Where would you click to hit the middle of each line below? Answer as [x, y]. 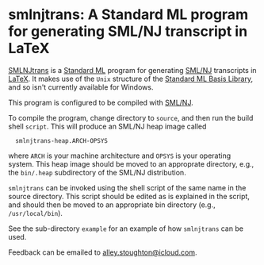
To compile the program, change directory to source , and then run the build [131, 117]
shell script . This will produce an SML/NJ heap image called [107, 126]
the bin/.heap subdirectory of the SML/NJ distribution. [97, 172]
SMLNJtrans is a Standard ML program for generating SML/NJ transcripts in [132, 70]
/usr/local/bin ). [36, 213]
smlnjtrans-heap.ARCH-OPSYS [62, 140]
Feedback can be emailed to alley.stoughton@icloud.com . [103, 252]
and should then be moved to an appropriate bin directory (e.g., [112, 205]
